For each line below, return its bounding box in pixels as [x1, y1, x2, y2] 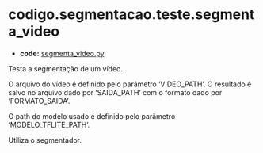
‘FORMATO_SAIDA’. [8, 96, 71, 105]
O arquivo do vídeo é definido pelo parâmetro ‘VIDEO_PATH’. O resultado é [8, 79, 252, 89]
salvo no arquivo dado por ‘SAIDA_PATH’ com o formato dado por [8, 87, 223, 97]
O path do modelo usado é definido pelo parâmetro [8, 111, 176, 120]
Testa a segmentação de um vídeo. [8, 63, 123, 73]
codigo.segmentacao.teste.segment [8, 6, 255, 24]
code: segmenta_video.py [19, 48, 105, 58]
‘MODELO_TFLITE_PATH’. [8, 120, 90, 129]
